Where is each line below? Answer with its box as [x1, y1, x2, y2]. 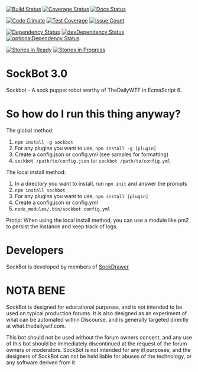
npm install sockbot [14, 187, 66, 193]
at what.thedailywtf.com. [6, 322, 66, 329]
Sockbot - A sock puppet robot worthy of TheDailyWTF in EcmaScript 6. [6, 86, 182, 93]
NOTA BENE [6, 284, 66, 297]
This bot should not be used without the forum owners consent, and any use [6, 334, 192, 341]
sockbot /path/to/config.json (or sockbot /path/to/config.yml [14, 157, 171, 164]
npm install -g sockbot [14, 139, 74, 145]
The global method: [6, 127, 54, 134]
